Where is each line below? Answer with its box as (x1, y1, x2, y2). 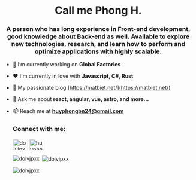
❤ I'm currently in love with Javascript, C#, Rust (12, 72, 134, 80)
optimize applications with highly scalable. (34, 47, 162, 56)
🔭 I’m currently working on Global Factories (12, 61, 121, 68)
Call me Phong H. (54, 4, 143, 17)
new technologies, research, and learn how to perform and (11, 40, 186, 48)
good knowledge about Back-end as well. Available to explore (7, 32, 190, 41)
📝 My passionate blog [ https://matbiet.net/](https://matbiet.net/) (12, 84, 171, 91)
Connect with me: (12, 125, 66, 133)
